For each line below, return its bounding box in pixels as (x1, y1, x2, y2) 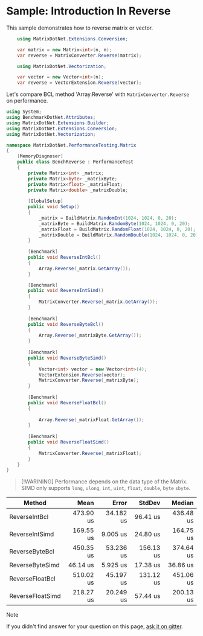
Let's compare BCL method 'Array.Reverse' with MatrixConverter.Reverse (6, 91, 189, 98)
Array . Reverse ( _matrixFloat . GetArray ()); (38, 416, 145, 423)
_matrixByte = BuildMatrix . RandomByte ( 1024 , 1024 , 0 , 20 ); (38, 220, 190, 227)
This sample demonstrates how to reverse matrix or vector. (6, 24, 153, 31)
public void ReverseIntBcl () (28, 255, 101, 261)
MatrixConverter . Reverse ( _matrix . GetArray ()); (38, 299, 158, 305)
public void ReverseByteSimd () (28, 355, 107, 361)
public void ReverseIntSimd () (28, 288, 104, 294)
